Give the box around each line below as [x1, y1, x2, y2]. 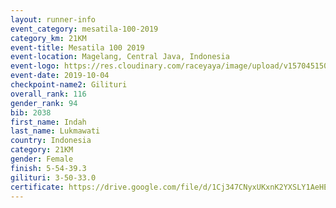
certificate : [10, 182, 65, 192]
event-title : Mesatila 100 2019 [10, 42, 145, 53]
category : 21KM [10, 145, 74, 155]
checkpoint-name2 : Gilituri [10, 80, 128, 90]
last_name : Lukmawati [10, 126, 101, 136]
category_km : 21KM [10, 33, 87, 43]
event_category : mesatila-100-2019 [10, 24, 159, 34]
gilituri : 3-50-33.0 [10, 172, 97, 183]
